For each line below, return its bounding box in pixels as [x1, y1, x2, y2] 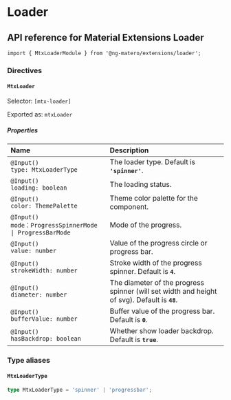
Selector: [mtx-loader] [7, 97, 71, 106]
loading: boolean [10, 184, 67, 192]
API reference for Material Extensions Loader [7, 32, 204, 43]
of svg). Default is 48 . [109, 295, 178, 305]
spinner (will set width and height [109, 287, 217, 297]
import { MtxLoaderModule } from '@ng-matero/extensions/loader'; [7, 50, 201, 57]
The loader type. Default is [109, 157, 196, 167]
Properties [7, 126, 38, 134]
